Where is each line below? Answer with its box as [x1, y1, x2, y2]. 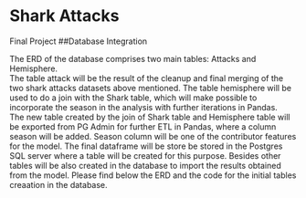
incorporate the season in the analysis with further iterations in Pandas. [9, 101, 279, 112]
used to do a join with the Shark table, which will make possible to [9, 92, 258, 103]
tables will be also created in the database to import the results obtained [9, 160, 281, 171]
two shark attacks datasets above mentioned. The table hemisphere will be [9, 82, 292, 93]
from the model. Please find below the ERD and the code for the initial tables [9, 170, 297, 181]
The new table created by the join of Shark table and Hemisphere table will [9, 111, 290, 122]
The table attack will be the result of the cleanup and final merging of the [9, 72, 284, 83]
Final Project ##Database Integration [9, 36, 148, 47]
